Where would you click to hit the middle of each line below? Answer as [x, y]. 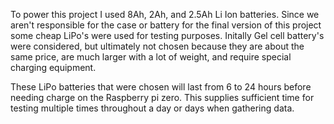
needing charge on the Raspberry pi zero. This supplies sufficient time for [162, 97]
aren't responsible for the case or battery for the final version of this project [166, 25]
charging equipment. [53, 67]
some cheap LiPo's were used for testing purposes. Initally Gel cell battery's [167, 35]
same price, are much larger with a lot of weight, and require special [151, 57]
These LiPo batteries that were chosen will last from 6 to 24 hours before [161, 87]
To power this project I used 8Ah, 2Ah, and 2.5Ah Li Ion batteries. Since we [165, 14]
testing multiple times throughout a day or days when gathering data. [152, 108]
